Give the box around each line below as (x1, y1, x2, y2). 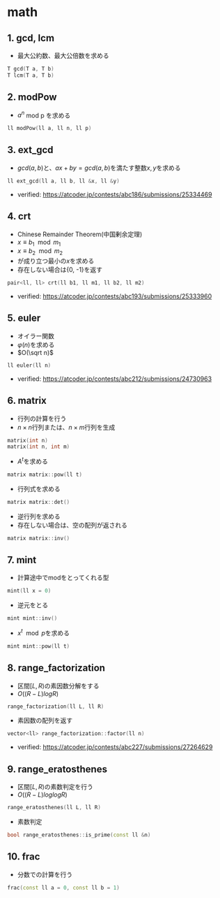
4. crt (7, 210, 31, 222)
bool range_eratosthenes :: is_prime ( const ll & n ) (7, 831, 151, 839)
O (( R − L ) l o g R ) (17, 689, 59, 697)
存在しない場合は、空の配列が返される (17, 521, 127, 529)
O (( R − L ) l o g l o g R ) (17, 790, 68, 799)
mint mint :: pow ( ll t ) (7, 642, 70, 650)
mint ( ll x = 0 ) (7, 588, 52, 595)
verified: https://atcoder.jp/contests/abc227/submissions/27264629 (17, 743, 213, 751)
